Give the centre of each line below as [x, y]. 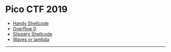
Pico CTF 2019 [36, 9]
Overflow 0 [24, 28]
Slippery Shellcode [32, 34]
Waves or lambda [31, 39]
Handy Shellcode [31, 23]
